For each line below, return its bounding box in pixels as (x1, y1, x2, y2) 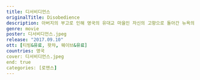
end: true (6, 59, 32, 65)
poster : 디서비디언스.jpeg (6, 31, 67, 37)
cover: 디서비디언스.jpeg (6, 54, 64, 60)
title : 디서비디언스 (6, 8, 50, 15)
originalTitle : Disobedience (6, 14, 80, 20)
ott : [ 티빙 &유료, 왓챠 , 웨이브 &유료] (6, 43, 88, 49)
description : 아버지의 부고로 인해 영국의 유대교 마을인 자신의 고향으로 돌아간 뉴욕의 (6, 20, 195, 26)
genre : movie (6, 25, 39, 32)
